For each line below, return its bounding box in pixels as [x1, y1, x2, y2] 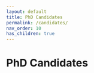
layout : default [6, 8, 47, 15]
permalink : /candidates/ [6, 20, 68, 26]
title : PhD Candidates [6, 14, 63, 20]
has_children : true [6, 31, 55, 37]
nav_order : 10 [6, 25, 42, 31]
